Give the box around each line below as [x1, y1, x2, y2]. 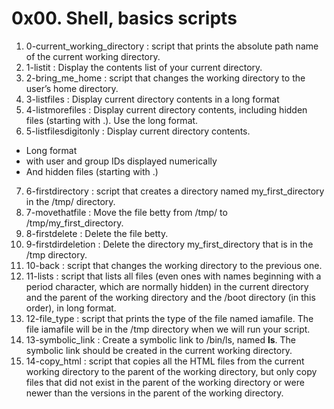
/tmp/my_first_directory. [25, 217, 124, 229]
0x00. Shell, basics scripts [11, 7, 238, 30]
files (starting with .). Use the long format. [25, 114, 199, 126]
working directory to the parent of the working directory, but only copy [25, 365, 318, 377]
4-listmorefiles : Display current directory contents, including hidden [25, 103, 308, 116]
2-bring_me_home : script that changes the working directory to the [25, 72, 306, 84]
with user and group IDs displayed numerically [25, 155, 218, 167]
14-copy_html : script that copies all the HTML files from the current [25, 355, 305, 367]
